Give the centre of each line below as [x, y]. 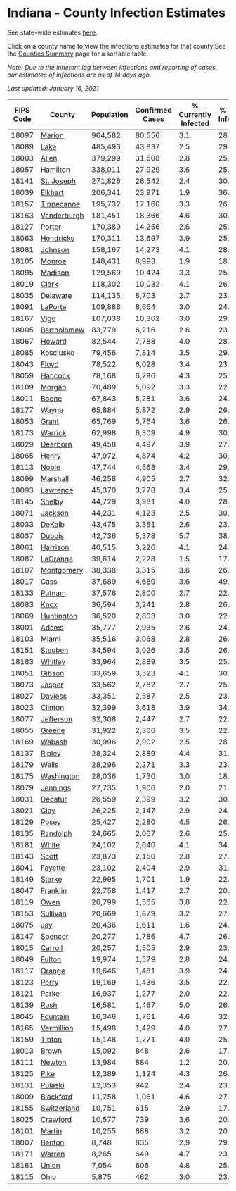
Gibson [52, 673]
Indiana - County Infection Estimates [117, 13]
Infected [195, 123]
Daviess [54, 696]
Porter [51, 227]
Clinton [52, 707]
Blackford [56, 1097]
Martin [51, 1130]
